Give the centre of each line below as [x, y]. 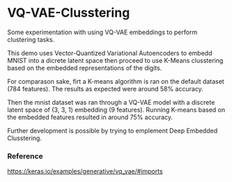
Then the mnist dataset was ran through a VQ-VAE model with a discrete [111, 102]
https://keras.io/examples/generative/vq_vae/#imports [85, 172]
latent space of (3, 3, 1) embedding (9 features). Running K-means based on [116, 109]
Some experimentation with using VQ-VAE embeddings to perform [102, 32]
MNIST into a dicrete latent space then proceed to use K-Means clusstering [115, 60]
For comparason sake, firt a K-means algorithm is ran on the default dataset [116, 81]
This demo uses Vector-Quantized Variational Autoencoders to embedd [110, 53]
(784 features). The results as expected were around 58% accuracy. [105, 89]
